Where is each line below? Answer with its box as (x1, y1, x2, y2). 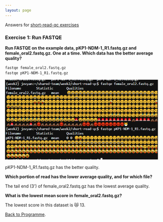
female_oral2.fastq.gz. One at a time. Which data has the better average (5, 50, 153, 56)
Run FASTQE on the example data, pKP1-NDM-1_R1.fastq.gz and (5, 45, 137, 51)
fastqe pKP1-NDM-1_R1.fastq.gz (5, 71, 68, 75)
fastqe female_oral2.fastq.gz (5, 65, 66, 70)
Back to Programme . (5, 212, 46, 218)
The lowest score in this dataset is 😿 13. (5, 202, 86, 208)
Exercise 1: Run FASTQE (5, 34, 62, 41)
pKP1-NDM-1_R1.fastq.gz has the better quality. (5, 165, 99, 170)
